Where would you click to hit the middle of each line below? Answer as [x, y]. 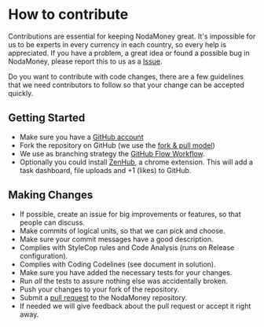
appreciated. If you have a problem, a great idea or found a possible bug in [129, 53]
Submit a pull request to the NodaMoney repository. [103, 297]
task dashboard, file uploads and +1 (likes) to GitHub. [105, 170]
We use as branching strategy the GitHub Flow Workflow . [112, 153]
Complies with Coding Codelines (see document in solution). [117, 264]
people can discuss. [52, 222]
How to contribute [68, 15]
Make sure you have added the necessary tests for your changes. [126, 272]
